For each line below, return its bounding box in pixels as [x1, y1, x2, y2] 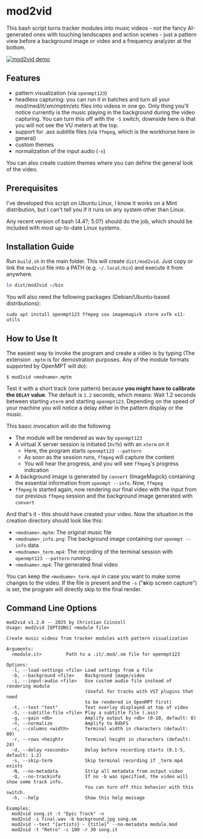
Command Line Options [6, 603, 97, 614]
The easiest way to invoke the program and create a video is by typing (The [6, 349, 195, 357]
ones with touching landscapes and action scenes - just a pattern [33, 30, 197, 38]
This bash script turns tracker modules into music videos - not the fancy [6, 24, 187, 32]
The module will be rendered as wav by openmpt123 [15, 434, 142, 442]
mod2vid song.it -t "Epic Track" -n [12, 810, 104, 817]
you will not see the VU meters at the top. [15, 122, 119, 129]
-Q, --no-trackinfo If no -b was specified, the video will [12, 773, 188, 779]
